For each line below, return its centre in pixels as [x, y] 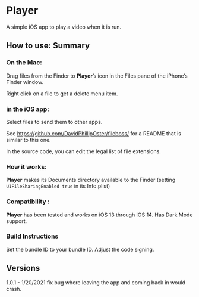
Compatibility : [28, 202]
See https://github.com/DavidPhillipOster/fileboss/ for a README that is [94, 133]
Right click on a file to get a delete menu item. [62, 94]
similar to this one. [29, 140]
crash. [14, 289]
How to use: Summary [48, 46]
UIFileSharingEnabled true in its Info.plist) [58, 186]
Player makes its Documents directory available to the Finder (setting [91, 180]
